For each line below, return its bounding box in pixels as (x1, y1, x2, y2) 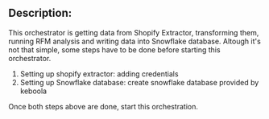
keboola (19, 86, 47, 96)
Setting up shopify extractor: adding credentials (19, 68, 179, 79)
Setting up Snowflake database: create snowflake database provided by (19, 77, 259, 87)
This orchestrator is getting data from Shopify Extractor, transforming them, (8, 27, 259, 37)
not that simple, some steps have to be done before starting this (8, 44, 221, 55)
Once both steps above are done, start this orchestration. (8, 101, 199, 111)
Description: (8, 6, 72, 20)
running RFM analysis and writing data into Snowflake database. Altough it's (8, 36, 262, 46)
